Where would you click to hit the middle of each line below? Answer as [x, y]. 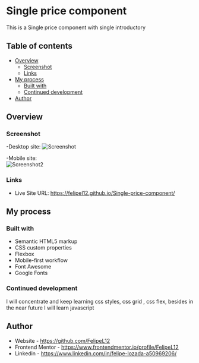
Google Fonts [31, 273]
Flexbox [24, 254]
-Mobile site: [22, 158]
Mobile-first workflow [41, 260]
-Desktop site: [23, 147]
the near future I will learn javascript [50, 308]
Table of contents [39, 46]
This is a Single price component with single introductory [76, 27]
